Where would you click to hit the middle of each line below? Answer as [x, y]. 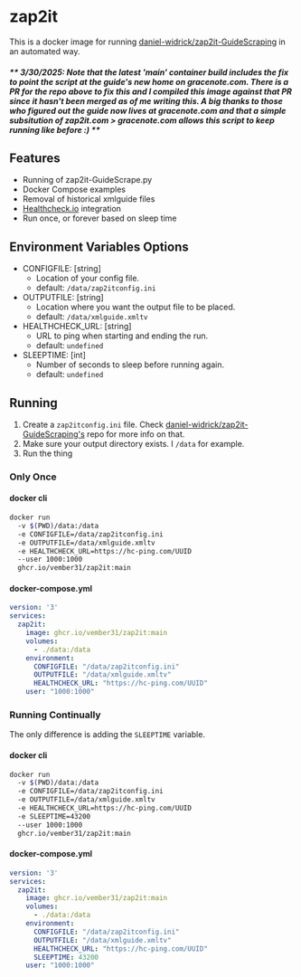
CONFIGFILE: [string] [61, 269]
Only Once [33, 477]
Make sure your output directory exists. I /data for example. [133, 443]
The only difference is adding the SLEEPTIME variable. [108, 735]
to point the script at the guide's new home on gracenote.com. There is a [149, 81]
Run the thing [47, 453]
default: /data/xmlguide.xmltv [92, 317]
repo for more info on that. [136, 434]
